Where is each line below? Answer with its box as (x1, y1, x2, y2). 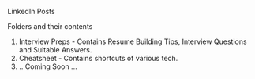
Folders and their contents (7, 22, 93, 31)
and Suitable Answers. (18, 45, 92, 54)
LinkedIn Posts (7, 7, 56, 16)
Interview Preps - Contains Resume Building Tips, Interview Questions (18, 37, 247, 46)
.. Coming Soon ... (18, 62, 77, 71)
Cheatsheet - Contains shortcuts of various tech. (18, 54, 178, 63)
